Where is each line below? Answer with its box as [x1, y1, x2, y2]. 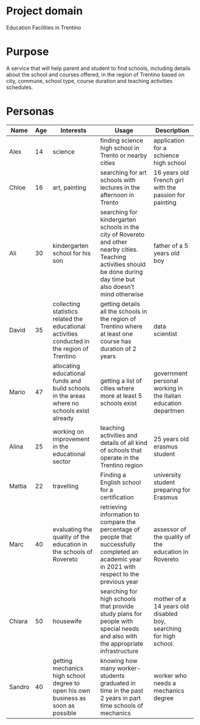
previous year [100, 577, 139, 586]
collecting [52, 300, 80, 308]
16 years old [154, 168, 189, 177]
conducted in [52, 337, 90, 345]
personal [154, 376, 179, 385]
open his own [52, 686, 90, 695]
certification [100, 493, 134, 501]
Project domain [6, 4, 83, 18]
